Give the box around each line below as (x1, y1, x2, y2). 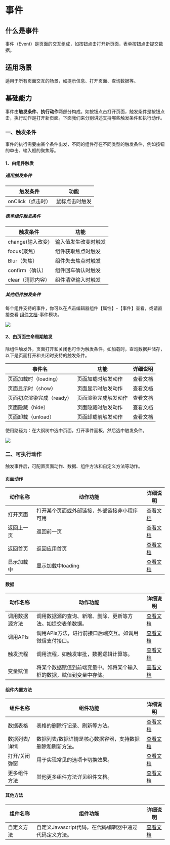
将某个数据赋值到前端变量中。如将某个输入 (36, 664, 138, 671)
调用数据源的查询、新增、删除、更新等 (36, 612, 128, 620)
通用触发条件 (5, 173, 32, 179)
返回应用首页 (36, 545, 67, 552)
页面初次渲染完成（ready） (8, 394, 72, 401)
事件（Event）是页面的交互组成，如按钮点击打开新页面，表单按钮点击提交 (5, 41, 159, 47)
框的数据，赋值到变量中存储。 (36, 672, 108, 679)
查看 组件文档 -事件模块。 (9, 312, 62, 318)
